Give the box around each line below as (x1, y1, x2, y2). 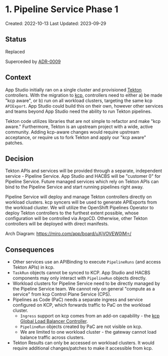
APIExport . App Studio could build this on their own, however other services (5, 103, 163, 109)
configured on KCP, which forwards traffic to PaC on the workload (12, 302, 151, 308)
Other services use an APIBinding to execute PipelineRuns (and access (12, 259, 161, 265)
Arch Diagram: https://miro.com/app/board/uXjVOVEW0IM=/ (5, 231, 132, 237)
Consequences (5, 245, 55, 254)
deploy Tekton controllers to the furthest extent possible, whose (5, 210, 139, 216)
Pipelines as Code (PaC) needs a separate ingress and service (12, 297, 143, 303)
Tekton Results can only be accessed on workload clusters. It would (12, 340, 155, 346)
